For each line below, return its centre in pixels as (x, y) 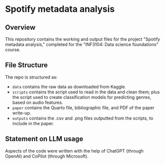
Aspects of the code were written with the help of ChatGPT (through (74, 151)
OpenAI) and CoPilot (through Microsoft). (47, 156)
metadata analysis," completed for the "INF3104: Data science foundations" (82, 44)
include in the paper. (33, 123)
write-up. (21, 113)
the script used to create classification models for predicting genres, (82, 97)
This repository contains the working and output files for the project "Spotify (82, 39)
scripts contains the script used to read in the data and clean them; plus (86, 92)
